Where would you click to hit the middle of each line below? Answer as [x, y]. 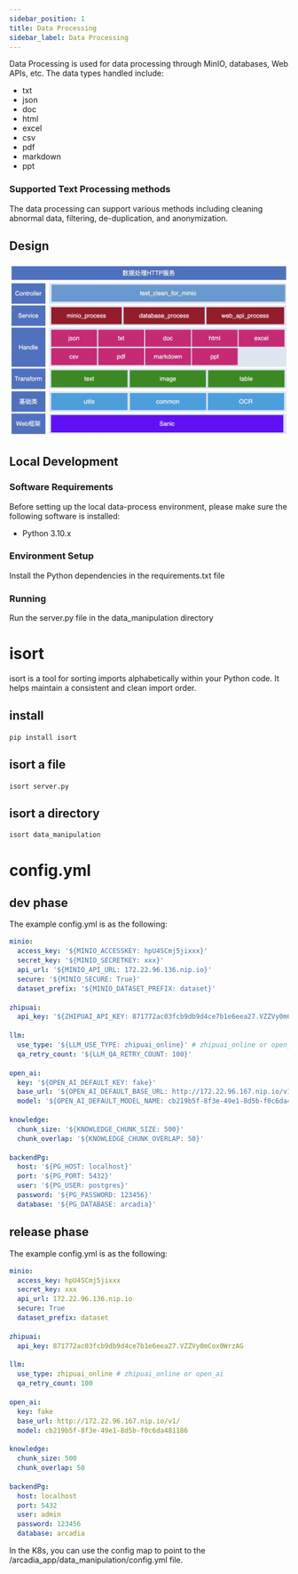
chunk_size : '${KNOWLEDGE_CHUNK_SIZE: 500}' [101, 1129]
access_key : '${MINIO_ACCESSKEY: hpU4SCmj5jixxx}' [113, 952]
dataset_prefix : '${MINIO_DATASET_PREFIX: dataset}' [117, 988]
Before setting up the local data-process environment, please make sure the [149, 506]
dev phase [39, 903]
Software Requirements [61, 487]
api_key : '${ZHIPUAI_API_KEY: [73, 1017]
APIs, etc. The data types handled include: [86, 73]
